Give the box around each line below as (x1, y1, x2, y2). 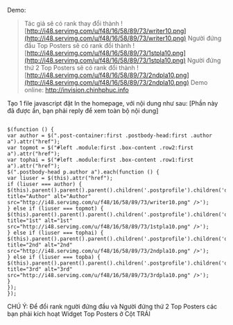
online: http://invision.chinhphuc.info (24, 86, 130, 94)
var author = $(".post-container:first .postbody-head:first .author (7, 132, 213, 139)
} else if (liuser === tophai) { (7, 229, 104, 236)
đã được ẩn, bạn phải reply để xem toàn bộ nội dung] (7, 107, 159, 115)
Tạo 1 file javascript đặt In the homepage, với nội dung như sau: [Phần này (7, 99, 218, 107)
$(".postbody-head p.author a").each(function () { (7, 169, 159, 176)
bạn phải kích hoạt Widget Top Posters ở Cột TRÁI (7, 310, 150, 318)
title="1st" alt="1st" (7, 217, 73, 224)
